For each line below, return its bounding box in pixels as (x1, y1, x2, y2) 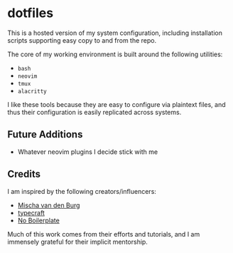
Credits (7, 168, 41, 180)
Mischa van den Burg (17, 201, 80, 210)
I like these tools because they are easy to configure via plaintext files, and (7, 100, 226, 108)
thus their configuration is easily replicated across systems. (7, 108, 182, 116)
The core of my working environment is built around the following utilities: (7, 50, 223, 58)
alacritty (17, 88, 48, 95)
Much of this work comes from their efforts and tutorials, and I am (7, 229, 200, 238)
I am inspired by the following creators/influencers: (7, 187, 156, 195)
